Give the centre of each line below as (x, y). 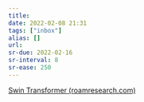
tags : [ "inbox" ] (35, 30)
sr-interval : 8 (33, 61)
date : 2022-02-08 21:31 (48, 23)
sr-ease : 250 (30, 68)
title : (19, 16)
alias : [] (25, 38)
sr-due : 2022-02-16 (41, 53)
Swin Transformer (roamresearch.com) (72, 90)
